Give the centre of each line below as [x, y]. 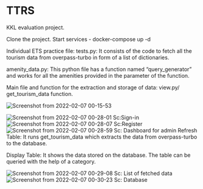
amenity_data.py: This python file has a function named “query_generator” [99, 69]
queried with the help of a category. [51, 161]
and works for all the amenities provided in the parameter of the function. [98, 75]
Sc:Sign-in [126, 117]
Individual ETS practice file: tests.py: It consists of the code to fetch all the [99, 51]
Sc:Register [128, 124]
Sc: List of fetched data [143, 173]
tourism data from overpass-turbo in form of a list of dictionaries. [88, 57]
